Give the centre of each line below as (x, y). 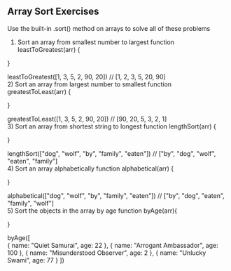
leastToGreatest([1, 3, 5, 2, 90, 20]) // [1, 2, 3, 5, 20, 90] (86, 77)
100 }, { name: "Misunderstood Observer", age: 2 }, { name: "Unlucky (107, 253)
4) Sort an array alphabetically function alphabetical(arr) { (91, 168)
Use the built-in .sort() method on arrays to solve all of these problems (109, 28)
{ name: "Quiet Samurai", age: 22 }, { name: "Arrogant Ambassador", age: (113, 245)
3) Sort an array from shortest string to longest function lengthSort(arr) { (112, 126)
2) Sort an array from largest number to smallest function (90, 84)
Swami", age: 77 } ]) (36, 260)
